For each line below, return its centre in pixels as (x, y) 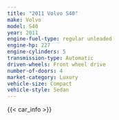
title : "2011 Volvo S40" (43, 13)
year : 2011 (23, 33)
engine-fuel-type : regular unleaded (60, 39)
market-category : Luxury (43, 77)
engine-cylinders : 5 (37, 52)
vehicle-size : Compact (40, 84)
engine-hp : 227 (29, 45)
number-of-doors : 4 (35, 71)
